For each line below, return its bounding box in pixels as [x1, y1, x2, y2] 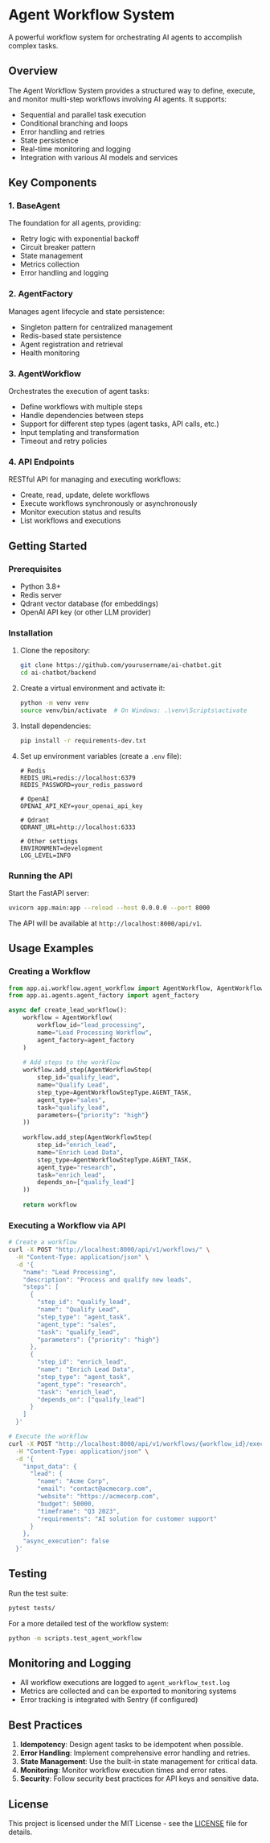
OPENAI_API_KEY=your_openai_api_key [19, 801, 143, 810]
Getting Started [8, 539, 88, 553]
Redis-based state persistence [19, 330, 122, 340]
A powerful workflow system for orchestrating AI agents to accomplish [8, 32, 243, 42]
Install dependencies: [19, 721, 92, 731]
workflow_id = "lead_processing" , [37, 1021, 146, 1029]
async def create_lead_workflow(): [8, 1006, 128, 1014]
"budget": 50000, [37, 1500, 95, 1508]
